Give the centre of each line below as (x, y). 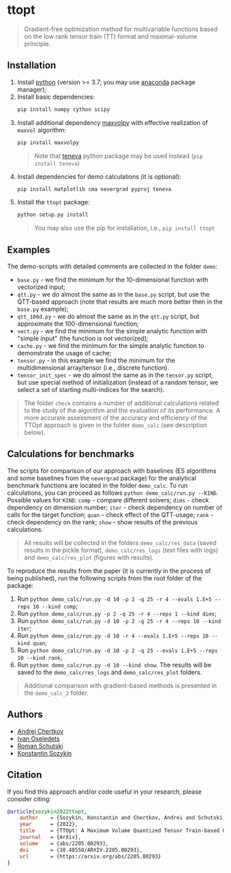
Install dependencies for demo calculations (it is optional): (99, 176)
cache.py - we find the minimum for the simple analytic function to (111, 346)
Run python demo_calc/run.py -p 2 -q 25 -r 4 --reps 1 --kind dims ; (117, 614)
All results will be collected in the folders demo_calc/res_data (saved (120, 542)
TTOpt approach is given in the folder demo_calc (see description (115, 425)
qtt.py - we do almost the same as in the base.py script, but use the (113, 295)
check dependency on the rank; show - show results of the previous (102, 522)
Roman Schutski (40, 746)
